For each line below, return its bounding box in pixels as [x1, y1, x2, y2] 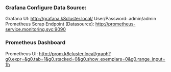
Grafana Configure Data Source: [5, 4, 87, 11]
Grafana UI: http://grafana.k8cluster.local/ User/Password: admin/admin [5, 16, 157, 22]
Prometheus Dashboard [5, 39, 65, 46]
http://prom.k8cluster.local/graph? [39, 50, 111, 57]
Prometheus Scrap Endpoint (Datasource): [5, 21, 94, 27]
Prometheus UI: [5, 50, 38, 57]
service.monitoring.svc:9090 [5, 26, 66, 32]
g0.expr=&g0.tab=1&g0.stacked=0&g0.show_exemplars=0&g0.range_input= [5, 56, 166, 62]
